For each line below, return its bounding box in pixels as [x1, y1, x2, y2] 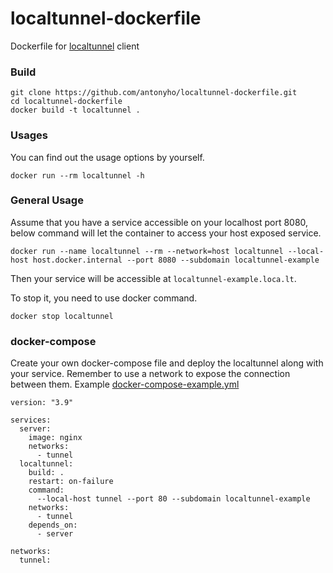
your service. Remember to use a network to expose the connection [10, 368, 291, 380]
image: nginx [28, 433, 83, 443]
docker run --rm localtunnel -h [10, 170, 145, 181]
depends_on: [28, 520, 78, 531]
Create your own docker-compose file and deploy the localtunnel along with [10, 357, 324, 369]
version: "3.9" [10, 398, 74, 408]
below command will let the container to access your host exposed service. [10, 227, 322, 239]
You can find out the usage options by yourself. [10, 151, 205, 163]
